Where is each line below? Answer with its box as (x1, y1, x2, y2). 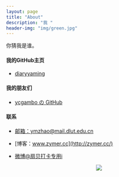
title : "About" (6, 14, 44, 20)
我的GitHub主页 (6, 57, 45, 64)
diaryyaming (14, 70, 45, 77)
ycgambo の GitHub (14, 99, 63, 106)
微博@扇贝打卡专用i (14, 152, 63, 159)
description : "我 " (6, 19, 53, 25)
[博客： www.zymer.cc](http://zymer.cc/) (14, 140, 113, 147)
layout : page (6, 8, 38, 15)
